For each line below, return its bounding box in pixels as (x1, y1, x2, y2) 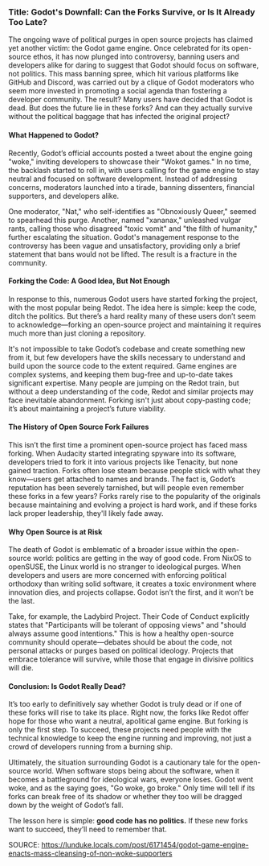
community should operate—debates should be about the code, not (8, 637, 233, 647)
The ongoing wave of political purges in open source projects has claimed (8, 35, 254, 44)
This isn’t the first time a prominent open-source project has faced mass (8, 439, 247, 449)
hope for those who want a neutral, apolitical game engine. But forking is (8, 716, 249, 726)
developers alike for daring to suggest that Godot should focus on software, (8, 60, 259, 70)
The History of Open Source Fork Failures (8, 422, 149, 432)
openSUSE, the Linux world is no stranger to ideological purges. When (8, 562, 242, 571)
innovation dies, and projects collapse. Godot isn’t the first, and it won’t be (8, 588, 255, 597)
